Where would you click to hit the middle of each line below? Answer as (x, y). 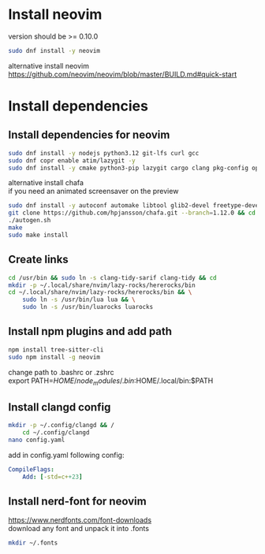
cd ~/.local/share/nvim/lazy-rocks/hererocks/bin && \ (100, 292)
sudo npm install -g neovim (54, 357)
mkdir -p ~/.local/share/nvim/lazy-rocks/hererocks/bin (102, 285)
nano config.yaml (37, 440)
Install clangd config (60, 407)
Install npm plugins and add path (90, 331)
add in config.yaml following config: (66, 455)
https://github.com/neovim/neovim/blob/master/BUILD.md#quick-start (123, 74)
